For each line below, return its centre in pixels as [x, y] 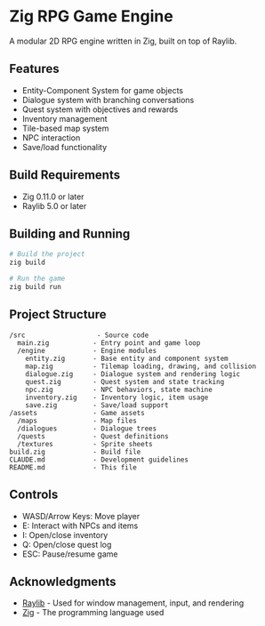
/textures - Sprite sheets [85, 444]
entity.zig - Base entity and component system [127, 358]
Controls [34, 495]
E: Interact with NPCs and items [80, 526]
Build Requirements [65, 175]
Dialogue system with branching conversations [108, 100]
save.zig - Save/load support [97, 405]
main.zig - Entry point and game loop [109, 343]
